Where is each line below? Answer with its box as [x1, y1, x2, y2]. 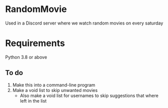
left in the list [20, 97, 47, 103]
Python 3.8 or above [5, 54, 48, 60]
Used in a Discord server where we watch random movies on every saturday [5, 20, 163, 26]
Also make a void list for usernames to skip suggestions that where [20, 92, 159, 98]
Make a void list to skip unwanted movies [12, 87, 98, 93]
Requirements [5, 37, 65, 49]
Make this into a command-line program [12, 81, 95, 88]
